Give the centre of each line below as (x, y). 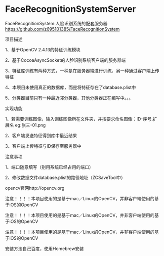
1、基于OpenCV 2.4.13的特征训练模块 (43, 49)
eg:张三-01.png (30, 125)
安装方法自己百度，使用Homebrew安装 (44, 249)
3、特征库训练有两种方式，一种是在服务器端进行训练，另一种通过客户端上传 (82, 71)
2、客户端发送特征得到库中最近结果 (41, 135)
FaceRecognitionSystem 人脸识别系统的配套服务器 (56, 23)
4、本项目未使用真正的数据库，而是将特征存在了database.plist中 (71, 87)
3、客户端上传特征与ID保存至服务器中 (43, 146)
